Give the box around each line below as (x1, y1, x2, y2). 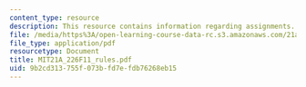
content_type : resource (9, 13, 100, 23)
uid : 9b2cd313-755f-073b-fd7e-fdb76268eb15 (9, 64, 178, 73)
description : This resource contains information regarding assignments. (9, 22, 296, 31)
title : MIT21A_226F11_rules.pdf (9, 55, 132, 64)
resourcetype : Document (9, 47, 100, 56)
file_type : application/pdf (9, 38, 117, 48)
